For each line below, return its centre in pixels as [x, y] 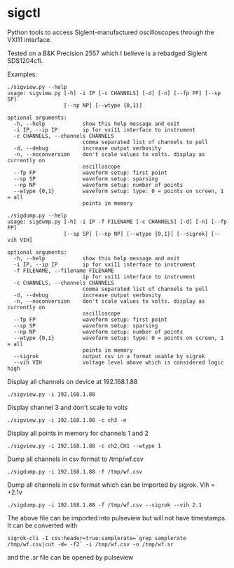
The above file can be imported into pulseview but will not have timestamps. [117, 518]
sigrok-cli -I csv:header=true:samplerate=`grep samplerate [97, 538]
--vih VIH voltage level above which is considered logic [119, 362]
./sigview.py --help [37, 87]
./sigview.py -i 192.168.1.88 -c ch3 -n [67, 420]
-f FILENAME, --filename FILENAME [64, 271]
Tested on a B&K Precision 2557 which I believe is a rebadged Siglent [108, 53]
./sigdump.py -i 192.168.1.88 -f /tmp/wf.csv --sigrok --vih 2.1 [104, 505]
